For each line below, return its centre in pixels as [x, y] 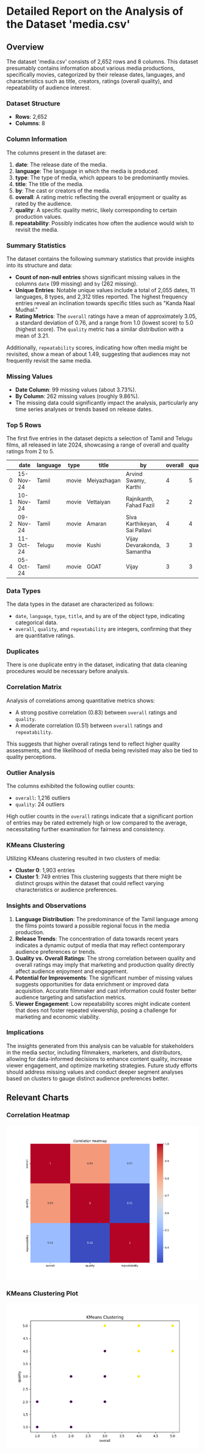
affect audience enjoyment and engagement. [71, 971]
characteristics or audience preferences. [66, 890]
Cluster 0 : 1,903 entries [45, 870]
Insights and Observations [46, 906]
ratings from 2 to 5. [31, 451]
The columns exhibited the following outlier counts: [71, 786]
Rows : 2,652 [31, 117]
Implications [25, 1032]
